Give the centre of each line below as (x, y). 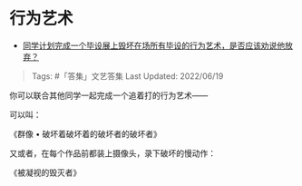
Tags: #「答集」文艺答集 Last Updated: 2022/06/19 (127, 76)
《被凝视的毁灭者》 (45, 172)
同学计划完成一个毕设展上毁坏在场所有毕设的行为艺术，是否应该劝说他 (154, 45)
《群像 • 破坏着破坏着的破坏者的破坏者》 (85, 133)
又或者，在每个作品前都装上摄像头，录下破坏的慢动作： (112, 153)
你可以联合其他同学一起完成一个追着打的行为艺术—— (109, 95)
